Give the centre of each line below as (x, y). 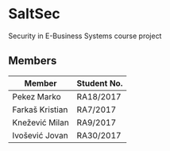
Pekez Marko (37, 96)
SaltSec (35, 14)
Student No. (100, 83)
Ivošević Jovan (41, 135)
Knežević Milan (41, 122)
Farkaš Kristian (40, 110)
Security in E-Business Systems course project (85, 36)
